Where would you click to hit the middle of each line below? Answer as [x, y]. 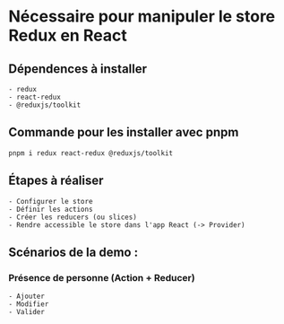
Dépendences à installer [78, 69]
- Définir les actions [51, 209]
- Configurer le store [51, 201]
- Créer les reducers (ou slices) [73, 217]
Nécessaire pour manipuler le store [142, 17]
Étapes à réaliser [56, 181]
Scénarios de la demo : [73, 253]
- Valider [27, 312]
